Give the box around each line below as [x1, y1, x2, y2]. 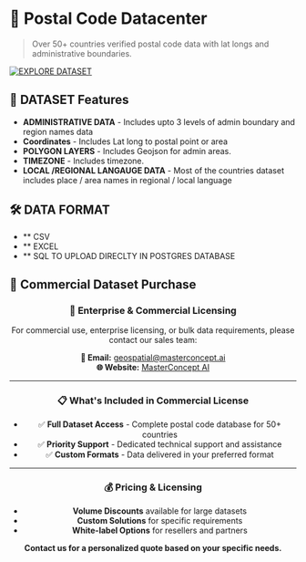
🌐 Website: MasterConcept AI [96, 362, 210, 373]
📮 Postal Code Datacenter [9, 8, 208, 29]
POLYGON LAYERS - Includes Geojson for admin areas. [22, 145, 232, 156]
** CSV [22, 231, 50, 242]
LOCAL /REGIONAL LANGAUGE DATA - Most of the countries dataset [22, 164, 285, 176]
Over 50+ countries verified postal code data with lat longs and [31, 38, 270, 49]
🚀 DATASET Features [9, 92, 129, 108]
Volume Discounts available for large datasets [72, 505, 248, 516]
